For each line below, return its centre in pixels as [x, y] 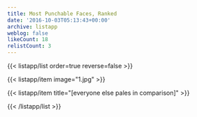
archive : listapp [32, 26]
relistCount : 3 [29, 46]
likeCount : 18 [28, 40]
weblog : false [28, 33]
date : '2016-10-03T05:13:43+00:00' [59, 20]
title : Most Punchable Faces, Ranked [62, 14]
